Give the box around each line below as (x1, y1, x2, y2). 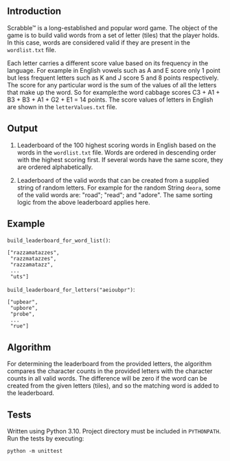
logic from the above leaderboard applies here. (16, 198, 150, 206)
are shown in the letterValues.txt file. (7, 102, 117, 111)
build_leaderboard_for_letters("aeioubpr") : (7, 285, 135, 294)
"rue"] (10, 323, 30, 330)
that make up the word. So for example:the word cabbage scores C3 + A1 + (7, 88, 220, 96)
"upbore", (10, 305, 38, 312)
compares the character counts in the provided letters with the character (7, 367, 213, 375)
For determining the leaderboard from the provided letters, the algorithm (7, 360, 211, 368)
